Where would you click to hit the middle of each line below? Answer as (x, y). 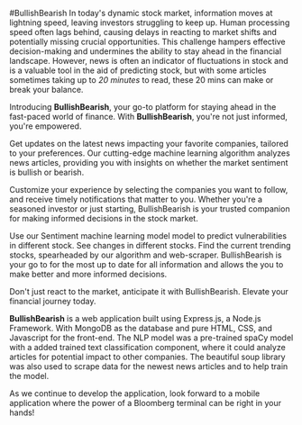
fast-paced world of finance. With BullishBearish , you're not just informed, (149, 117)
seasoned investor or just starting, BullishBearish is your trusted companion (150, 209)
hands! (22, 412)
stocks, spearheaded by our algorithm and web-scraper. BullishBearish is (146, 255)
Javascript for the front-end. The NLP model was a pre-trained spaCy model (151, 338)
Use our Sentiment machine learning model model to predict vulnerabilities (148, 236)
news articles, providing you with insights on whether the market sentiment (149, 163)
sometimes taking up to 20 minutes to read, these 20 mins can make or (142, 80)
